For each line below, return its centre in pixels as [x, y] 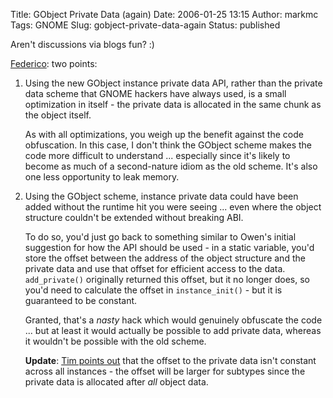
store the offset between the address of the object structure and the [165, 258]
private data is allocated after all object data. [116, 382]
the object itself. [58, 115]
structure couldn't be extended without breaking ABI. [134, 217]
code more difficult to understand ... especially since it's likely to [157, 155]
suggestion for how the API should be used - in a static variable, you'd [169, 247]
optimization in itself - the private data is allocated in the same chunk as [173, 104]
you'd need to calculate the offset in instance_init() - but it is [153, 290]
